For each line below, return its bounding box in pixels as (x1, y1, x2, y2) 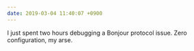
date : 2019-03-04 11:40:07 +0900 (7, 10, 103, 17)
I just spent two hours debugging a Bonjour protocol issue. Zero (7, 29, 187, 37)
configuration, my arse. (7, 35, 73, 44)
